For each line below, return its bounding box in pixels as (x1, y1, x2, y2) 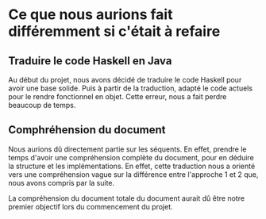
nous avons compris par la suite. (8, 178, 115, 187)
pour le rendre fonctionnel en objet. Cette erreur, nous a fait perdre (8, 92, 227, 101)
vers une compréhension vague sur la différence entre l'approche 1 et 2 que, (8, 169, 259, 179)
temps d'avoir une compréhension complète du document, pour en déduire (8, 152, 254, 162)
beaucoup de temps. (8, 101, 76, 109)
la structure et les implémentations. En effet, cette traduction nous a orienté (8, 161, 256, 171)
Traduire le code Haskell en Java (8, 54, 172, 67)
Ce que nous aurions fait (8, 6, 173, 24)
